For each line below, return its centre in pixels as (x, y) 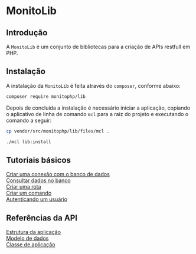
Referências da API (42, 218)
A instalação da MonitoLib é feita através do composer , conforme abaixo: (94, 85)
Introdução (27, 33)
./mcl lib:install (29, 142)
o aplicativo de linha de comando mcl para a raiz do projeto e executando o (97, 114)
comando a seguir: (29, 120)
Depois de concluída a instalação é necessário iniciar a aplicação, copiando (98, 108)
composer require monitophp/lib (46, 96)
